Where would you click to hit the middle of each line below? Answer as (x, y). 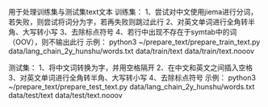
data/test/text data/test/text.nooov (65, 95)
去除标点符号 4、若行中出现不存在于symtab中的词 (154, 32)
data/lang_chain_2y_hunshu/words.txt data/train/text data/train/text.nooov (132, 51)
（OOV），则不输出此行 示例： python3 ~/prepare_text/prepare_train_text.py (134, 42)
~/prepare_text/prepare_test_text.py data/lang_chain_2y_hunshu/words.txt (132, 86)
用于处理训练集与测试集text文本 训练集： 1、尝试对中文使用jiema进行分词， (133, 12)
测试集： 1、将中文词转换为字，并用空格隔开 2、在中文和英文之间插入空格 (131, 68)
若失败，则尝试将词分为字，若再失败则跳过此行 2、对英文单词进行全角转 (128, 22)
